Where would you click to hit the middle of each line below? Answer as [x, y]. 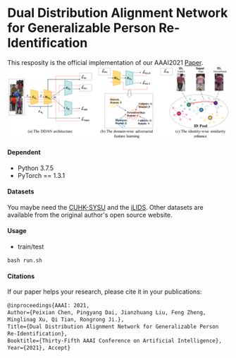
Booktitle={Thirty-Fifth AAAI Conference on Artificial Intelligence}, [114, 341]
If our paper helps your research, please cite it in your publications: [105, 292]
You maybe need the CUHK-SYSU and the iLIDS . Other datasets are [105, 207]
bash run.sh [25, 260]
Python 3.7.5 [36, 168]
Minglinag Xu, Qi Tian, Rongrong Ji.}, [66, 320]
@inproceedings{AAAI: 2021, [49, 306]
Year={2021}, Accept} [39, 348]
